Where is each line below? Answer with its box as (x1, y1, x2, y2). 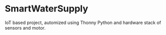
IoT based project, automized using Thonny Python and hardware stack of (5, 19, 161, 25)
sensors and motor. (5, 24, 46, 30)
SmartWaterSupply (5, 3, 88, 14)
